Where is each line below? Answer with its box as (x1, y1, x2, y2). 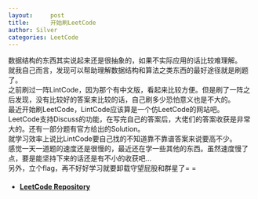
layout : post (8, 11, 65, 20)
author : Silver (8, 26, 58, 34)
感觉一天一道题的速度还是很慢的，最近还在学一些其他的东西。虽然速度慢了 (8, 144, 249, 154)
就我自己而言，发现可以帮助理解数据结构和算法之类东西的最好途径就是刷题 (8, 66, 249, 75)
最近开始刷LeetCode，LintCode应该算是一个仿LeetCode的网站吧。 (8, 105, 224, 114)
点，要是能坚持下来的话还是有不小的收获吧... (8, 154, 152, 163)
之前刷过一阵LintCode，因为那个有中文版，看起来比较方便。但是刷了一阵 (8, 85, 244, 95)
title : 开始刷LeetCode (8, 19, 96, 27)
